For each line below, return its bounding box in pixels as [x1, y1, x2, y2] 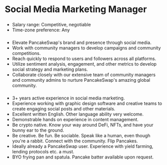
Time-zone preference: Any [12, 27, 70, 33]
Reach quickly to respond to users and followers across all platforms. [12, 56, 156, 62]
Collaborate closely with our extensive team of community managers [12, 72, 156, 78]
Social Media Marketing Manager [5, 4, 147, 15]
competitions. [12, 50, 41, 57]
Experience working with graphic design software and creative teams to [12, 100, 162, 106]
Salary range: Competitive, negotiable [12, 22, 91, 28]
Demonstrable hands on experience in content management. [12, 116, 139, 122]
